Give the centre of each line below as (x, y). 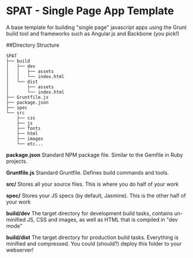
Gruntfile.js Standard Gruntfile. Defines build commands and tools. (88, 172)
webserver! (20, 250)
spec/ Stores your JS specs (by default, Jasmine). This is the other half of (96, 195)
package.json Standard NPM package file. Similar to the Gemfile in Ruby (95, 154)
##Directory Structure (33, 45)
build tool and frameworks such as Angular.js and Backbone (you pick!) (93, 33)
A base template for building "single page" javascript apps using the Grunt (97, 27)
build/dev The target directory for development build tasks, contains (89, 213)
